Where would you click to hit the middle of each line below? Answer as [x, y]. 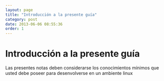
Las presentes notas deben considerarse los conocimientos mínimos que [82, 68]
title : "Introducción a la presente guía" [51, 15]
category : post [21, 19]
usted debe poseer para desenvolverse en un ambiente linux [69, 73]
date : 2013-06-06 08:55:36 [34, 24]
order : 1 [15, 29]
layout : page [19, 10]
